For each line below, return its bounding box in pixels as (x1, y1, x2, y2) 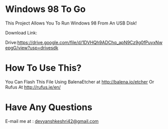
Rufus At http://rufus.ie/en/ (5, 84, 61, 90)
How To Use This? (5, 62, 82, 73)
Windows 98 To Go (5, 3, 86, 15)
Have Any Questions (5, 101, 93, 113)
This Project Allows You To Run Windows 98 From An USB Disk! (5, 20, 137, 26)
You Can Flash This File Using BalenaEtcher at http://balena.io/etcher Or (5, 78, 154, 84)
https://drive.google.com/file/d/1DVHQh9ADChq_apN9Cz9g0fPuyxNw (17, 39, 163, 45)
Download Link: (5, 29, 38, 35)
